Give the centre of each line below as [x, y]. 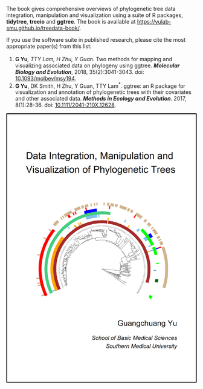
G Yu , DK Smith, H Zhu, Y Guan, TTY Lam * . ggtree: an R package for [100, 85]
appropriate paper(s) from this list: [49, 46]
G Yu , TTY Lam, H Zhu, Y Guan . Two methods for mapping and [94, 59]
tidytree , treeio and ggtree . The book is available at [71, 22]
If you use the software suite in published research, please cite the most [96, 40]
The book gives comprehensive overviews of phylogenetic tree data [91, 9]
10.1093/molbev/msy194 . [46, 78]
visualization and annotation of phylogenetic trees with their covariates [103, 92]
